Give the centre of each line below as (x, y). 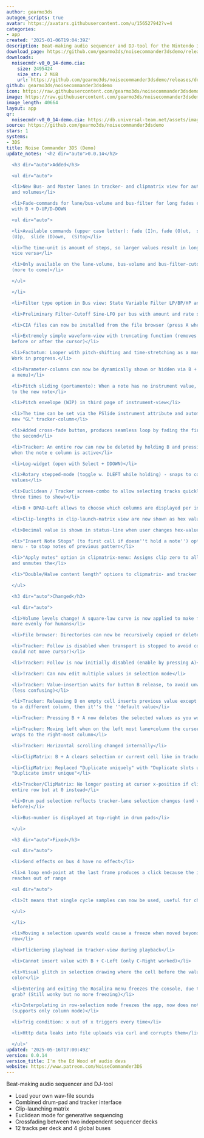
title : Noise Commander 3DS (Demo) (51, 148)
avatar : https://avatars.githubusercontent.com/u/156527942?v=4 (89, 23)
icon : (13, 91)
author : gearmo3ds (29, 12)
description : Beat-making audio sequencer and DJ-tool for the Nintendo (100, 46)
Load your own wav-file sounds (55, 1096)
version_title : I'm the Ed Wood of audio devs (66, 1061)
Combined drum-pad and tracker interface (68, 1102)
